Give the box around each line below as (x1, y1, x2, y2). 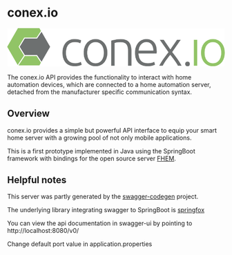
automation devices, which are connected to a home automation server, (7, 80, 211, 88)
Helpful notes (7, 174, 67, 186)
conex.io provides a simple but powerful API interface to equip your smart (7, 126, 217, 134)
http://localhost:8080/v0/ (7, 227, 79, 235)
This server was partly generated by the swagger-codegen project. (7, 192, 199, 201)
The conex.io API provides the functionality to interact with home (7, 73, 192, 81)
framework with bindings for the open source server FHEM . (7, 154, 176, 162)
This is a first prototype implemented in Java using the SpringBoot (7, 147, 195, 155)
